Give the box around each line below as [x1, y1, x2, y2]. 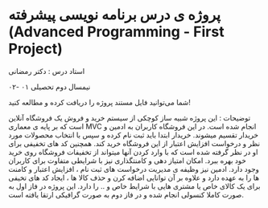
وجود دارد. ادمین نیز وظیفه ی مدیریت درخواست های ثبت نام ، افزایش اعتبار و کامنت [8, 164, 260, 173]
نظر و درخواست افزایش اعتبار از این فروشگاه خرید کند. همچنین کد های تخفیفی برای [8, 138, 260, 148]
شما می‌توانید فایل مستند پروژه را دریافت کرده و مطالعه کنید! [8, 97, 192, 107]
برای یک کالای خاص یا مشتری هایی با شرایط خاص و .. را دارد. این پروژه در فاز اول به [8, 181, 261, 190]
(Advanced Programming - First [8, 22, 225, 41]
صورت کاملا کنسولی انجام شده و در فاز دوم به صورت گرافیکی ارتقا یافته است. [8, 190, 244, 199]
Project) [8, 40, 63, 58]
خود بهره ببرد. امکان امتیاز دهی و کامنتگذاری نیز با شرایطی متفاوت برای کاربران [8, 155, 247, 165]
